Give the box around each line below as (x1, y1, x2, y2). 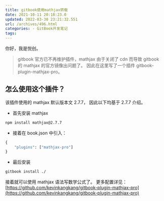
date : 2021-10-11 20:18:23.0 (5, 12, 67, 17)
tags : (5, 31, 17, 36)
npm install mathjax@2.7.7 (5, 120, 62, 125)
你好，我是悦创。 (5, 45, 41, 51)
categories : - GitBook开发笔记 (5, 26, 68, 31)
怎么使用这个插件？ (5, 85, 65, 93)
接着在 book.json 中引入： (12, 130, 67, 136)
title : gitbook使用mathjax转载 (5, 7, 68, 13)
